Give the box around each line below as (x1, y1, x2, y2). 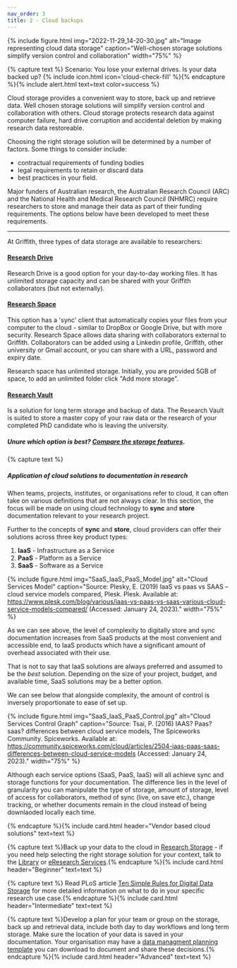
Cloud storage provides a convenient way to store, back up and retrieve (7, 93, 216, 102)
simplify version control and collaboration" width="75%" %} (7, 51, 182, 60)
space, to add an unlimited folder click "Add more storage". (7, 374, 179, 383)
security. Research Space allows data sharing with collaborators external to (7, 331, 227, 339)
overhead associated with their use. (7, 649, 111, 657)
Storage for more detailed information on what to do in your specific (7, 886, 205, 895)
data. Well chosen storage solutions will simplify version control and (7, 101, 205, 109)
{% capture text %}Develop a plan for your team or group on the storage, (7, 915, 220, 924)
